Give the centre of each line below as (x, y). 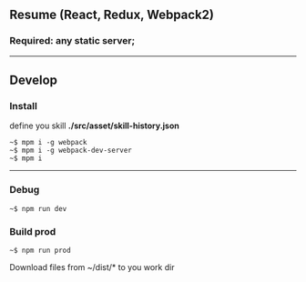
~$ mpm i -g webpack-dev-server (71, 151)
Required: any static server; (72, 41)
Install (24, 106)
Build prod (33, 231)
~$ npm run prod (40, 250)
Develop (33, 81)
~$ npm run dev (38, 208)
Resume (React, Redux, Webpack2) (112, 15)
